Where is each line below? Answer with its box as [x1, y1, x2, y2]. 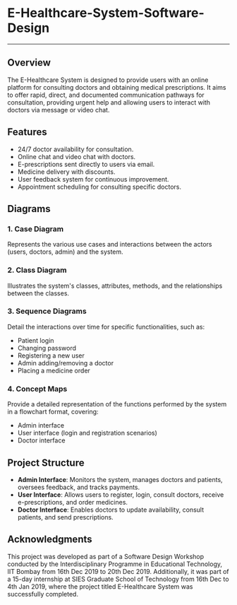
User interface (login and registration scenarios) [17, 429, 157, 437]
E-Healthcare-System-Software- [7, 5, 205, 21]
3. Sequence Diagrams [7, 306, 87, 316]
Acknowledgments [7, 534, 93, 546]
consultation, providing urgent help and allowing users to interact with [7, 98, 210, 107]
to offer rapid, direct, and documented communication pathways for [7, 90, 205, 99]
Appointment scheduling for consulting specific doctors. [17, 182, 182, 191]
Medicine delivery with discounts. [17, 168, 116, 176]
